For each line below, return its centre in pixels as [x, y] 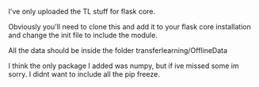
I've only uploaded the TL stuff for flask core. [82, 11]
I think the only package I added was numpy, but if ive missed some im [124, 66]
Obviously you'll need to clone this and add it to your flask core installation [129, 26]
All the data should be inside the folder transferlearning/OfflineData [118, 50]
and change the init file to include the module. [83, 35]
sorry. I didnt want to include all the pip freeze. [84, 74]
